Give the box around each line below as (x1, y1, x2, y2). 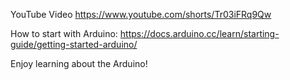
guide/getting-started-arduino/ (10, 39, 138, 50)
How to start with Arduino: (10, 28, 118, 39)
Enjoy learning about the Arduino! (10, 58, 148, 69)
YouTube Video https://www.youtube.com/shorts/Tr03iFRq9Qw (10, 9, 272, 20)
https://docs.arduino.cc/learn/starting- (119, 28, 280, 39)
